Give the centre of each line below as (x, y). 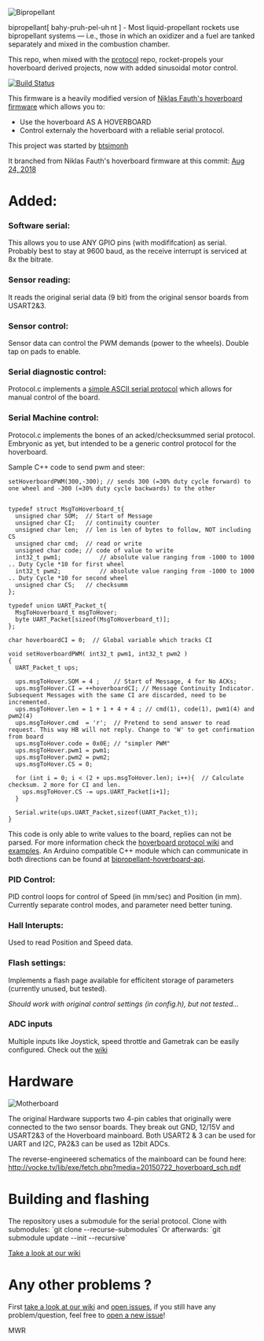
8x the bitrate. (31, 259)
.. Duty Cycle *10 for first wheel (66, 564)
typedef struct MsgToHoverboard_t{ (66, 509)
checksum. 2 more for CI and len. (65, 785)
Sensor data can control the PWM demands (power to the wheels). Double (128, 344)
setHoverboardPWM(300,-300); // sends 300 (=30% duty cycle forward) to (130, 481)
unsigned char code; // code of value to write (95, 550)
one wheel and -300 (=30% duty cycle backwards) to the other (112, 488)
